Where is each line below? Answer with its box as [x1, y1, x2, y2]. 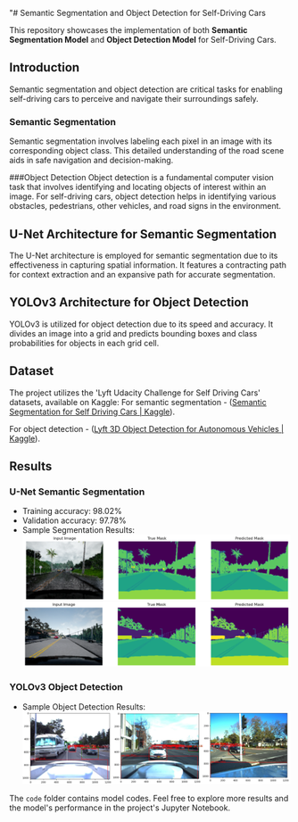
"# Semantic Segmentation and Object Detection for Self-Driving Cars [9, 8, 266, 18]
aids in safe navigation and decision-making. [9, 155, 174, 166]
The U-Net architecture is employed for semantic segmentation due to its [9, 250, 278, 261]
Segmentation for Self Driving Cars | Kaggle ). [9, 406, 176, 417]
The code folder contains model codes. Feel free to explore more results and [9, 793, 289, 803]
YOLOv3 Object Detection [9, 681, 123, 693]
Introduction [9, 60, 80, 75]
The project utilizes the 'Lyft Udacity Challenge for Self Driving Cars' [9, 387, 261, 398]
